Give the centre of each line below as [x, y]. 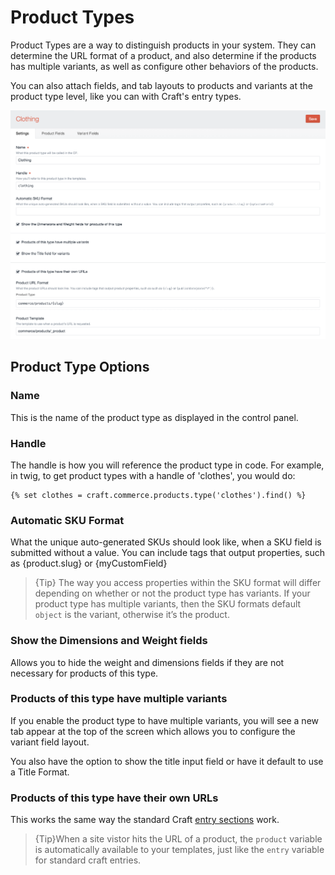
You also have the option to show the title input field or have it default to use [167, 761]
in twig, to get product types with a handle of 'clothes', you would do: [153, 475]
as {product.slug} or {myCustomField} [89, 563]
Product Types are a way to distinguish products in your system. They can [163, 45]
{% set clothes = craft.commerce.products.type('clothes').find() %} [158, 495]
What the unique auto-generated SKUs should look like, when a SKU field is [166, 542]
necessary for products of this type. [84, 673]
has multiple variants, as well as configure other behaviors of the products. [164, 66]
